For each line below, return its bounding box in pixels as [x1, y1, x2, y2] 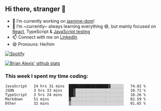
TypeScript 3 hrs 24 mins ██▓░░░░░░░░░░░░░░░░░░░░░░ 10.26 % [5, 92, 146, 98]
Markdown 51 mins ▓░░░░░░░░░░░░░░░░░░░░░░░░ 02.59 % [5, 97, 146, 102]
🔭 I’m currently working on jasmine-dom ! [12, 18, 95, 24]
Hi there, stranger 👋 [5, 5, 66, 13]
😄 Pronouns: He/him [12, 41, 55, 47]
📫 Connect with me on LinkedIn [12, 34, 78, 40]
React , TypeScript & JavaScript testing [12, 28, 90, 35]
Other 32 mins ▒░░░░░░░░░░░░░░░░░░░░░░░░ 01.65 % [5, 101, 146, 106]
